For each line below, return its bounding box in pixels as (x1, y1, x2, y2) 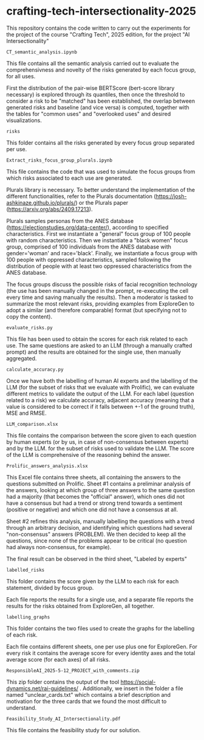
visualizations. (6, 117, 42, 124)
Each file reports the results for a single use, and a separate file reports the (6, 595, 194, 603)
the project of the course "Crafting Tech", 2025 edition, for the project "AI (6, 30, 190, 38)
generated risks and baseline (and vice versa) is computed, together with (6, 103, 189, 111)
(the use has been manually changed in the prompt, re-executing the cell (6, 287, 189, 294)
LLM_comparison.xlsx (6, 421, 59, 427)
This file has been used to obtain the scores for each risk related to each (6, 335, 188, 343)
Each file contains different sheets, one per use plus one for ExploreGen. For (6, 643, 198, 650)
